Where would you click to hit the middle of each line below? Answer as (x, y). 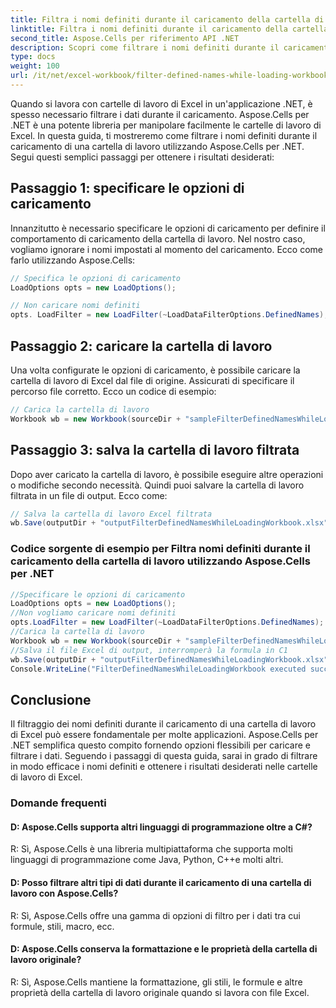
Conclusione (51, 699)
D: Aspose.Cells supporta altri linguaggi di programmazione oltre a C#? (161, 827)
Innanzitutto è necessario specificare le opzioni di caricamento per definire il (168, 228)
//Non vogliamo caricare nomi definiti (93, 613)
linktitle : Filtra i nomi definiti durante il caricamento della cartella (169, 29)
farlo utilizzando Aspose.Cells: (73, 260)
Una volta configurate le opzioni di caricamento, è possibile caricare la (155, 370)
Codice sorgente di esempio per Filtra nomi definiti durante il (160, 549)
